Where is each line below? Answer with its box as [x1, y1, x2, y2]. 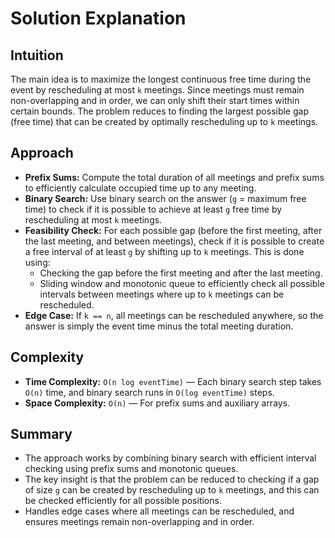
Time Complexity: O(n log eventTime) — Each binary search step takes [24, 375, 322, 387]
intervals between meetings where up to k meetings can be [39, 288, 285, 300]
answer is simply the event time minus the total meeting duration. [24, 320, 294, 332]
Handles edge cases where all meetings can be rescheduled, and [24, 505, 295, 517]
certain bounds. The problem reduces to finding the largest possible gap [10, 105, 309, 117]
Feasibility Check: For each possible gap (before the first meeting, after [24, 224, 323, 236]
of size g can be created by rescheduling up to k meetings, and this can [24, 484, 320, 496]
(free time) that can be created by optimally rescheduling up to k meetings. [10, 116, 319, 127]
